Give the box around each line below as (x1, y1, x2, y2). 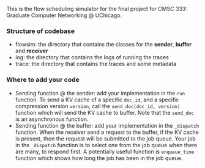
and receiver (15, 47, 48, 54)
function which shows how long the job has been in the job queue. (15, 154, 183, 161)
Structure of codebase (6, 27, 75, 35)
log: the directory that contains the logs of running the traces (15, 54, 170, 61)
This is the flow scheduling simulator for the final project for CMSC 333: (6, 5, 188, 12)
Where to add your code (6, 76, 80, 84)
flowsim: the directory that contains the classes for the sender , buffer (15, 41, 192, 48)
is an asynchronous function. (15, 115, 89, 123)
